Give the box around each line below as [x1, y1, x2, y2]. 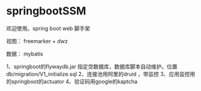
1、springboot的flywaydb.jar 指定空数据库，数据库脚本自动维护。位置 [6, 63, 178, 70]
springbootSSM [6, 4, 86, 18]
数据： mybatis [6, 50, 43, 57]
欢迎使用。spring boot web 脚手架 [6, 25, 91, 32]
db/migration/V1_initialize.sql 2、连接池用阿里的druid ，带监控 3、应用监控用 [6, 70, 196, 77]
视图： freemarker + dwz [6, 37, 68, 44]
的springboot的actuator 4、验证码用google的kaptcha [6, 78, 138, 85]
